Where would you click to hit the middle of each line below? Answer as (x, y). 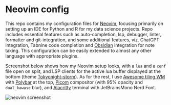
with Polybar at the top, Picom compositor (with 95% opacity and (74, 82)
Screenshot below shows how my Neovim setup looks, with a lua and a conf (86, 66)
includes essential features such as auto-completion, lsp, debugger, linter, (83, 34)
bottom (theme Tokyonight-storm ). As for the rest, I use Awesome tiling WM (85, 76)
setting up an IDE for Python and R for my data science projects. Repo (79, 29)
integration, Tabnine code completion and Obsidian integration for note (80, 45)
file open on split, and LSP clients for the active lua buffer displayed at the (83, 71)
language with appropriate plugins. (42, 56)
